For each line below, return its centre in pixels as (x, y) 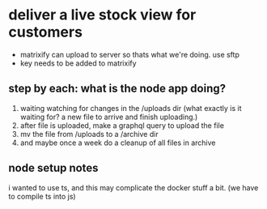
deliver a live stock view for (102, 15)
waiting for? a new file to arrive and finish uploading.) (109, 117)
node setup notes (53, 168)
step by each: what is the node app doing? (117, 89)
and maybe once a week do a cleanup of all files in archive (118, 143)
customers (46, 32)
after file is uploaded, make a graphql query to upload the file (122, 125)
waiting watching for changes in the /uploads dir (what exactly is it (131, 108)
